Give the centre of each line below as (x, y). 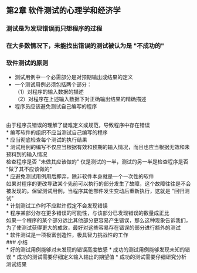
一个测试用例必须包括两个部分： (53, 84)
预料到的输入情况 (27, 154)
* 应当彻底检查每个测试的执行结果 (47, 139)
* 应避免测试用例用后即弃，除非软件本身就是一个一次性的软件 (80, 176)
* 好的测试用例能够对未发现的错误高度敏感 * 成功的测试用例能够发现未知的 (96, 249)
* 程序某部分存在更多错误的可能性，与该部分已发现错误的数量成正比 (88, 213)
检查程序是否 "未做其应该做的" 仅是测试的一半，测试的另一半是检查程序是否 (97, 161)
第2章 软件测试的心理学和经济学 (64, 11)
